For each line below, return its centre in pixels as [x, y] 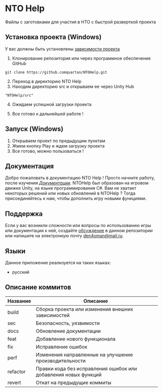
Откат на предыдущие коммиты [73, 382]
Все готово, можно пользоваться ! [48, 151]
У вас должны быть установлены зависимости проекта [63, 49]
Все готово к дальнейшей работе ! [48, 114]
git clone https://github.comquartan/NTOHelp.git [56, 72]
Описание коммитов [38, 287]
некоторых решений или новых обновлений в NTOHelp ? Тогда [70, 193]
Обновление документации [68, 331]
